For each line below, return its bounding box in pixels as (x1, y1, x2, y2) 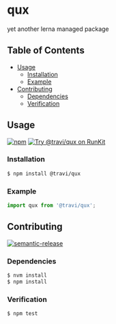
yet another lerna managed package (7, 25, 109, 33)
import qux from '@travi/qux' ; (7, 202, 96, 209)
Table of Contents (7, 45, 85, 56)
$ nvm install (7, 272, 48, 279)
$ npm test (7, 310, 38, 317)
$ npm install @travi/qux (7, 170, 81, 177)
